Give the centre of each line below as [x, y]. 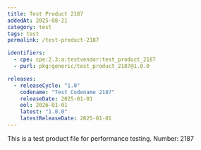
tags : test [23, 34]
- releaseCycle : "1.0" [47, 86]
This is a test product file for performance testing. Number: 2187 [100, 138]
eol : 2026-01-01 [44, 105]
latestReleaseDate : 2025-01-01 [66, 119]
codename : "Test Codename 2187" [67, 92]
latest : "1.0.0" [44, 112]
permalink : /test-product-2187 [53, 40]
